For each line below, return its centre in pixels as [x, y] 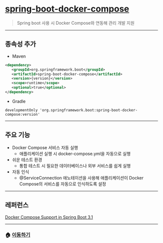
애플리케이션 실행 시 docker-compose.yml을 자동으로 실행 [75, 153]
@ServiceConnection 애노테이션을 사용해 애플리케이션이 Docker [81, 178]
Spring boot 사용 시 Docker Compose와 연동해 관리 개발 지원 [76, 23]
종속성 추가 [21, 44]
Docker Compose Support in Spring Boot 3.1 [49, 217]
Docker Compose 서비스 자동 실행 [45, 147]
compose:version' [23, 114]
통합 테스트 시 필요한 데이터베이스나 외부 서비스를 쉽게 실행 [75, 166]
